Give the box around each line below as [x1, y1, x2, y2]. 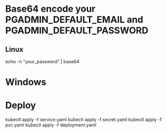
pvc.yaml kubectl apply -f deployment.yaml [5, 122, 97, 128]
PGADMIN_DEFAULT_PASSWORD [5, 25, 149, 36]
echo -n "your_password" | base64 [5, 59, 80, 64]
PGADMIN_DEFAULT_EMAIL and [5, 14, 144, 25]
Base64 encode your [5, 3, 96, 15]
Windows [5, 76, 46, 88]
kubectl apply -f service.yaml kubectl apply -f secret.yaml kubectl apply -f [5, 117, 162, 123]
